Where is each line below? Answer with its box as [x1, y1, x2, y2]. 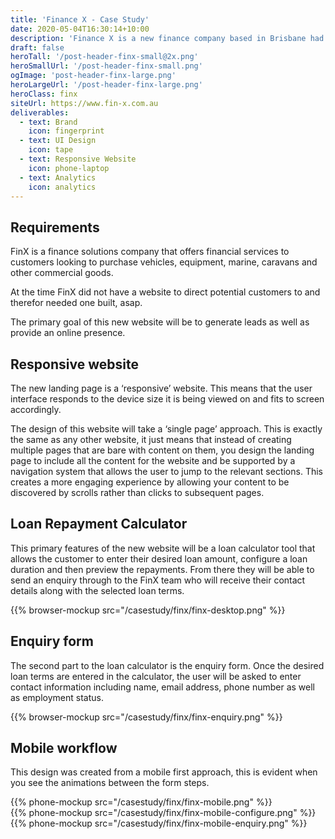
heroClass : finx [10, 89, 78, 99]
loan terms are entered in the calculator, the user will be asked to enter [10, 670, 302, 682]
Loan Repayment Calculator [10, 516, 188, 533]
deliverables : [10, 107, 70, 118]
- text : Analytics [19, 172, 97, 183]
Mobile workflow [10, 740, 118, 757]
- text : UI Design [19, 136, 97, 146]
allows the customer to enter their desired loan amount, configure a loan [10, 552, 308, 565]
